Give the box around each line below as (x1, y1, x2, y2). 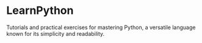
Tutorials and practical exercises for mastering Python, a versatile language (6, 24, 196, 31)
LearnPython (6, 4, 74, 18)
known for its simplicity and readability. (6, 30, 105, 37)
